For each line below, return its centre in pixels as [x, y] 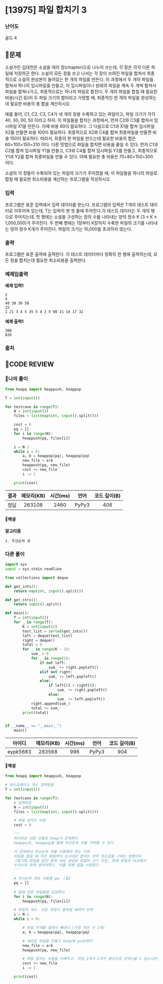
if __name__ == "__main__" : [33, 726]
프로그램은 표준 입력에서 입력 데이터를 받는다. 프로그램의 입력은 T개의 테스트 [77, 204]
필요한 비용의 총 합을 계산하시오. [41, 104]
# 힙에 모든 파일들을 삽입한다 [39, 892]
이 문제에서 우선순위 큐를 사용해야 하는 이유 [52, 852]
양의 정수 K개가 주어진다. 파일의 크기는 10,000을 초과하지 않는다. [71, 229]
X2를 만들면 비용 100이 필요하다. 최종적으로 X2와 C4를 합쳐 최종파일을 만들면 [78, 132]
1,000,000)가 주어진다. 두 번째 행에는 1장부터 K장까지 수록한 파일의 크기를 [75, 223]
